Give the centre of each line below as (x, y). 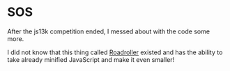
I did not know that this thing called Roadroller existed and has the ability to (115, 52)
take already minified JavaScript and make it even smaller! (91, 59)
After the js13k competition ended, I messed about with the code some (109, 31)
